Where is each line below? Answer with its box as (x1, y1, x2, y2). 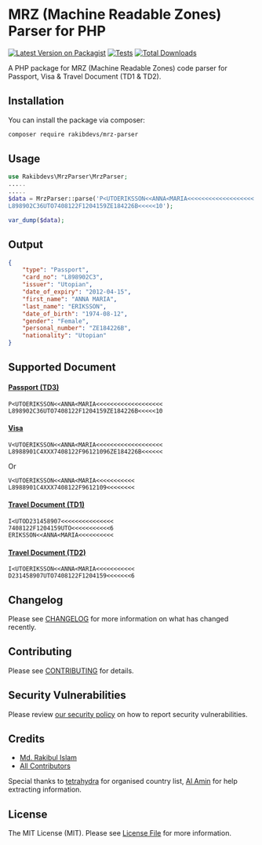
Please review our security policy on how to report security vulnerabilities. (8, 709, 248, 719)
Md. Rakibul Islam (19, 753, 77, 763)
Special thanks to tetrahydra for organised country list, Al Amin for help (8, 777, 238, 786)
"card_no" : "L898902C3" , (22, 273, 104, 282)
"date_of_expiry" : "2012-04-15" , (22, 288, 132, 296)
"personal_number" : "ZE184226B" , (22, 324, 132, 333)
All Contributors (19, 761, 71, 770)
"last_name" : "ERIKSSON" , (22, 302, 107, 311)
